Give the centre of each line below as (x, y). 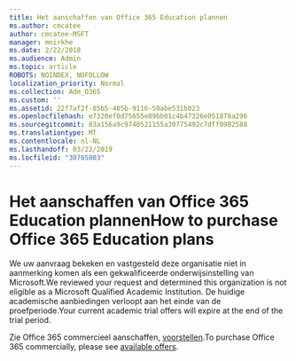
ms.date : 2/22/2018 (45, 51)
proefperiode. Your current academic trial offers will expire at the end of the (146, 310)
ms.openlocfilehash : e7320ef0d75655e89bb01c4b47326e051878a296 (129, 116)
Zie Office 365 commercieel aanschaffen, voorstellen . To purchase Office (142, 337)
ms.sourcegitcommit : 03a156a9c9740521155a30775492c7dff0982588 (129, 125)
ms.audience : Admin (45, 59)
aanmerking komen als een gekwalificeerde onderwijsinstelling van (132, 273)
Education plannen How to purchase (144, 220)
